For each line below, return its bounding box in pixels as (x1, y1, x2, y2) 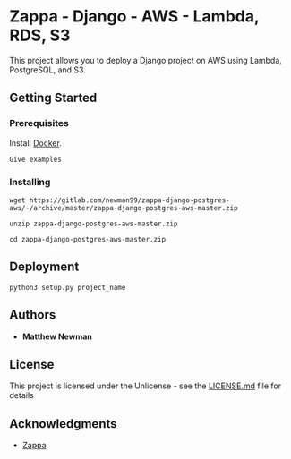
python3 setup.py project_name (9, 283, 126, 292)
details (9, 390, 34, 401)
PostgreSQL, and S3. (9, 64, 87, 75)
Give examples (9, 155, 63, 164)
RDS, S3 (9, 25, 71, 46)
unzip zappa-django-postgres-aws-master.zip (9, 219, 178, 228)
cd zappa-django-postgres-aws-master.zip (9, 234, 167, 243)
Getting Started (9, 90, 98, 106)
